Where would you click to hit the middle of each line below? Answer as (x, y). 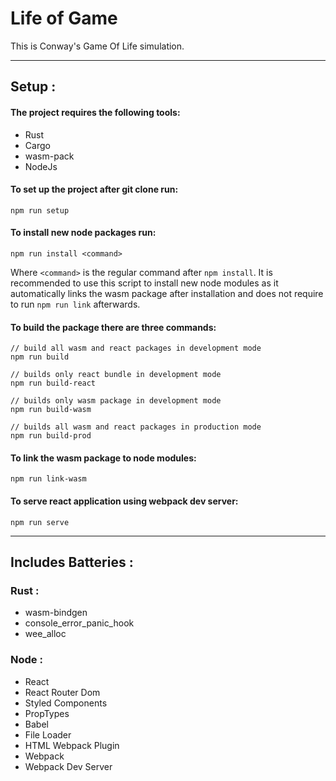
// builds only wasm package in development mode (116, 401)
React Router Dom (62, 692)
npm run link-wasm (48, 479)
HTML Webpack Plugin (72, 745)
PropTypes (47, 713)
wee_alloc (45, 634)
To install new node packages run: (83, 233)
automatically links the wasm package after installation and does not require (167, 293)
